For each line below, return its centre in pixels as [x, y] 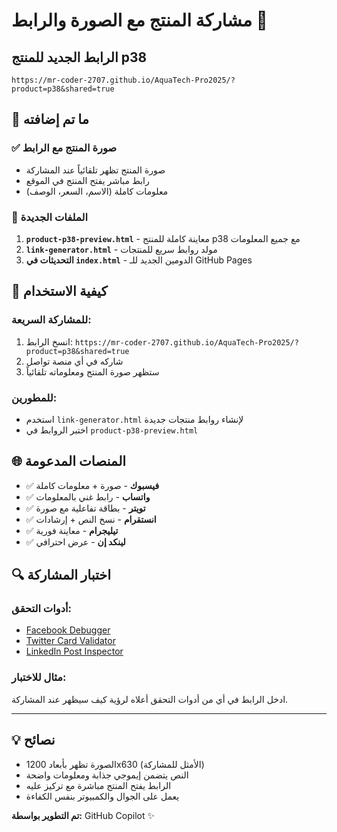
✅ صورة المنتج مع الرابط [64, 148]
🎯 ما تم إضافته [50, 119]
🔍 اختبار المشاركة [61, 575]
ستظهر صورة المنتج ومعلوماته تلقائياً [92, 371]
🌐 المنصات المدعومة [69, 461]
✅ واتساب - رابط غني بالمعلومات [88, 496]
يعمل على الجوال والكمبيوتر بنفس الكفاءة [102, 796]
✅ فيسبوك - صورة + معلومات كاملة [92, 485]
